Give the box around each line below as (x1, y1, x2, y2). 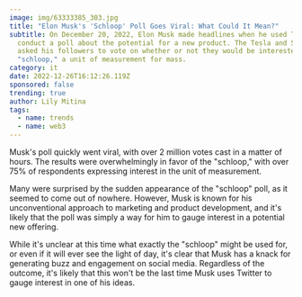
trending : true (9, 88, 67, 97)
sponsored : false (9, 80, 75, 89)
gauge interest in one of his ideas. (9, 277, 136, 288)
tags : (9, 105, 30, 114)
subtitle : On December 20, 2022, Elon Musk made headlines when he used (9, 30, 288, 39)
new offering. (9, 221, 59, 232)
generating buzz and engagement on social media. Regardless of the (9, 258, 265, 268)
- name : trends (17, 113, 75, 122)
